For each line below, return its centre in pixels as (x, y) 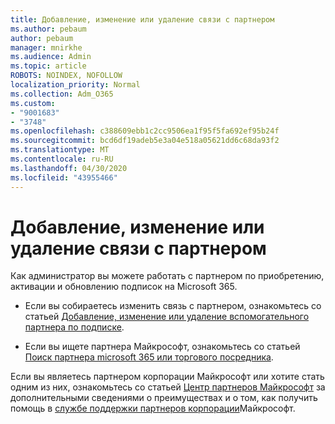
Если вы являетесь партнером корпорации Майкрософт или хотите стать (167, 377)
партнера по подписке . (74, 327)
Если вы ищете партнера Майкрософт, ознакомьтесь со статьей (162, 347)
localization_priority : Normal (75, 85)
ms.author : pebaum (48, 29)
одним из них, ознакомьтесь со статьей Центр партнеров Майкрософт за (168, 387)
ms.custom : (33, 103)
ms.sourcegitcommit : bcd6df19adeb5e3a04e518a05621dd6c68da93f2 (145, 141)
